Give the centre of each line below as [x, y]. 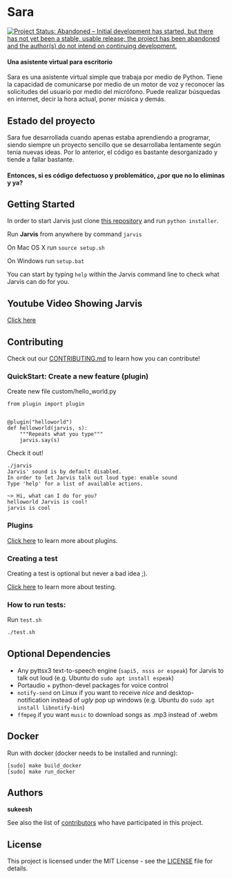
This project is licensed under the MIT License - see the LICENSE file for [110, 861]
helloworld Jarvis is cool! [48, 502]
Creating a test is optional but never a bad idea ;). [77, 573]
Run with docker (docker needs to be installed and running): [93, 753]
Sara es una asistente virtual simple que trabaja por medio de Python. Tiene [115, 77]
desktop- [181, 692]
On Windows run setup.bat [46, 261]
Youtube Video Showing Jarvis [75, 304]
